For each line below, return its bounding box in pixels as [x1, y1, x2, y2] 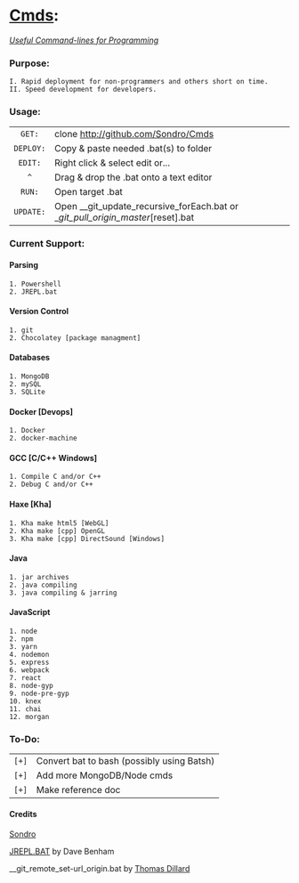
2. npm [9, 635, 34, 644]
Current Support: [9, 238, 85, 250]
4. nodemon [9, 651, 50, 660]
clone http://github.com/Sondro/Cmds [54, 127, 214, 140]
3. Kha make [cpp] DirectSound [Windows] [9, 534, 166, 543]
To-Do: [9, 733, 40, 745]
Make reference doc [36, 784, 121, 797]
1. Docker [9, 426, 46, 435]
